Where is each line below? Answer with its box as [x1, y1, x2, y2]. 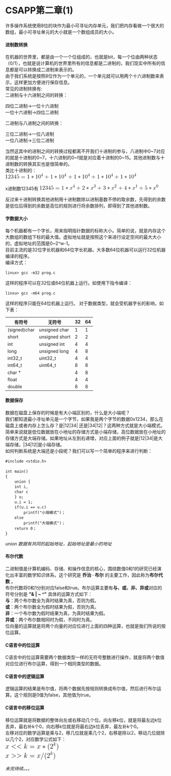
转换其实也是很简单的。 [22, 161, 72, 167]
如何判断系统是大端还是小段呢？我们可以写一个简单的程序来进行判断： [5, 447, 153, 454]
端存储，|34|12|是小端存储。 [5, 441, 65, 447]
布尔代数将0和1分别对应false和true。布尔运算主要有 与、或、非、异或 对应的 [5, 585, 162, 591]
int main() [5, 469, 28, 474]
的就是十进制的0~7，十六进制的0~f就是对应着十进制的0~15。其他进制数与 [5, 155, 161, 161]
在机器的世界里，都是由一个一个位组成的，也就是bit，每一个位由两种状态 [5, 54, 158, 60]
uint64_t [39, 362, 56, 368]
